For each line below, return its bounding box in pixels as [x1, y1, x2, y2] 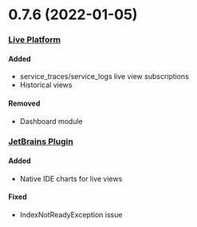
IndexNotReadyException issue [19, 209, 123, 219]
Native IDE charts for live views [19, 173, 123, 183]
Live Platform [8, 34, 61, 46]
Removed [8, 98, 41, 108]
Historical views [19, 80, 73, 90]
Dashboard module [19, 116, 84, 125]
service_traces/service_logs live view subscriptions [19, 72, 190, 82]
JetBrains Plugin [8, 136, 73, 147]
